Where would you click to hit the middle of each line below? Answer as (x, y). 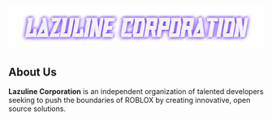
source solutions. (37, 109)
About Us (32, 72)
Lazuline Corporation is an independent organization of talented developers (136, 91)
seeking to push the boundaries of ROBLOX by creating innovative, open (130, 100)
